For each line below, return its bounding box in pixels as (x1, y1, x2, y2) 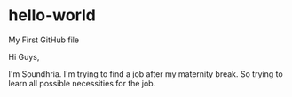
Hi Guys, (8, 51, 40, 62)
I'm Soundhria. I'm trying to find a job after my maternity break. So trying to (8, 68, 283, 79)
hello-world (8, 5, 97, 26)
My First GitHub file (8, 34, 80, 45)
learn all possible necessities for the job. (8, 78, 156, 88)
